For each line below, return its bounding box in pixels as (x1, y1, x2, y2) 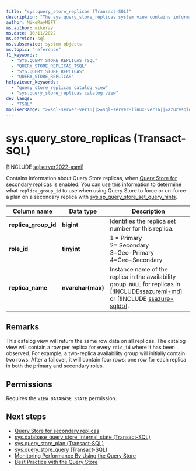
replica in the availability (110, 273, 176, 281)
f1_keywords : (6, 52, 38, 58)
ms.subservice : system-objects (6, 42, 82, 47)
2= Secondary (110, 241, 149, 249)
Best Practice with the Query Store (14, 458, 98, 465)
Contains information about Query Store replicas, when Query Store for (6, 175, 177, 182)
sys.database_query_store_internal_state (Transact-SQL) (14, 434, 150, 441)
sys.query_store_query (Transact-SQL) (14, 446, 108, 453)
